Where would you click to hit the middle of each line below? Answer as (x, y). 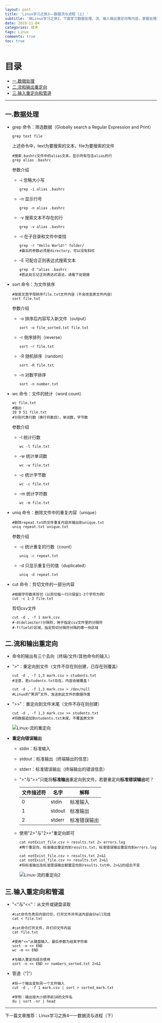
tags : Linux (17, 32)
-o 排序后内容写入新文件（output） (54, 319)
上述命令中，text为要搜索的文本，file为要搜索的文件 (63, 145)
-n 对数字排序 (33, 375)
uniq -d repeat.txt (39, 575)
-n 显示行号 (31, 199)
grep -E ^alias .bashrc (43, 270)
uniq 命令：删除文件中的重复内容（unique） (55, 512)
